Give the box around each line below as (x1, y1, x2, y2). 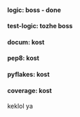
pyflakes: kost (7, 70, 51, 78)
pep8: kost (7, 54, 40, 63)
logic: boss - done (7, 6, 61, 14)
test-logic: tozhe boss (7, 22, 73, 30)
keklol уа (7, 102, 33, 111)
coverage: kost (7, 86, 53, 94)
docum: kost (7, 37, 45, 46)
